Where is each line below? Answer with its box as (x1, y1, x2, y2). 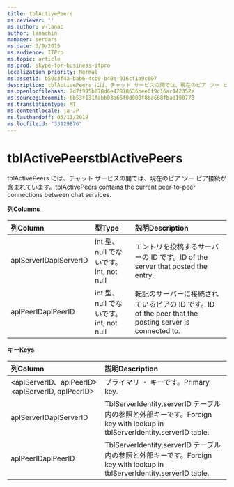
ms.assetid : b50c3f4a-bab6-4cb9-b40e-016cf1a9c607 (7, 75, 157, 82)
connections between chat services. (7, 191, 111, 199)
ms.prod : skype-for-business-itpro (7, 62, 111, 69)
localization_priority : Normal (7, 68, 98, 75)
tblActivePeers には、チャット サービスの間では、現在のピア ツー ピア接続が (7, 174, 227, 183)
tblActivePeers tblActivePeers (7, 150, 183, 166)
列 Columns (7, 205, 40, 213)
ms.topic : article (7, 56, 61, 63)
